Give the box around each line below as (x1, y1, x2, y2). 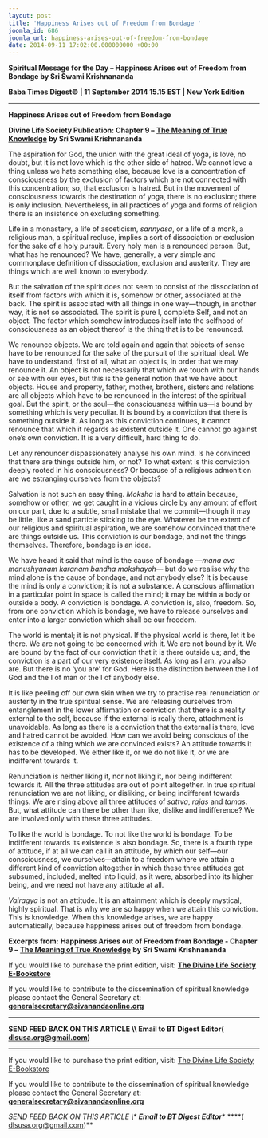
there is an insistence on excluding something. (8, 209, 161, 219)
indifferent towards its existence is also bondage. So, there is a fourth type (8, 838, 253, 848)
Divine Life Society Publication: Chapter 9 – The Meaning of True (8, 125, 227, 136)
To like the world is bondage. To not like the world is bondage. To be (8, 829, 233, 839)
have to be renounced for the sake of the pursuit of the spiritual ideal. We (8, 348, 249, 358)
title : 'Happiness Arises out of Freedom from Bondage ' (8, 19, 202, 27)
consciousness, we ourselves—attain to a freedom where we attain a (8, 855, 235, 864)
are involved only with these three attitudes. (8, 814, 152, 824)
